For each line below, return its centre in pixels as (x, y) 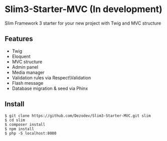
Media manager (28, 72)
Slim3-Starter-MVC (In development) (83, 9)
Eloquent (21, 56)
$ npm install (20, 129)
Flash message (28, 83)
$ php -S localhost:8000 (31, 133)
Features (19, 39)
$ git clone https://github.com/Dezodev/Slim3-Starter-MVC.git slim (78, 116)
